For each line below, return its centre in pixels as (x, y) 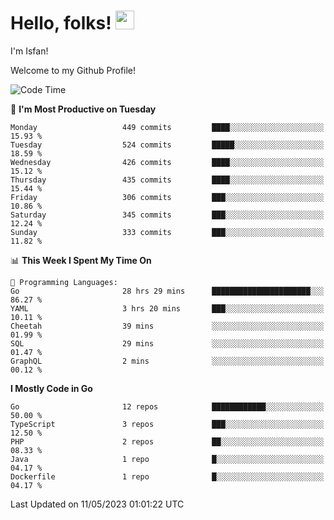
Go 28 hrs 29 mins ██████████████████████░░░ (167, 291)
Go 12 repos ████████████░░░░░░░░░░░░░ (167, 406)
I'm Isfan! (29, 51)
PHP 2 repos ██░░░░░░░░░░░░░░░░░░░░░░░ (167, 441)
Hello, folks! (61, 23)
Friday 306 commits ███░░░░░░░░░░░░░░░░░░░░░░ (167, 197)
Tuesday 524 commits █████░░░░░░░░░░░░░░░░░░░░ (167, 145)
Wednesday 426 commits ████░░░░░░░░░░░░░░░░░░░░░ (167, 162)
